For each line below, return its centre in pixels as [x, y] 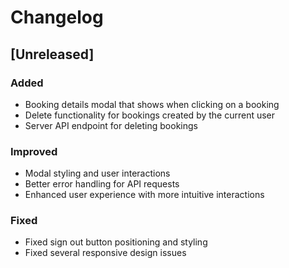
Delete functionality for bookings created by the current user [150, 115]
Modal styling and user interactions [97, 173]
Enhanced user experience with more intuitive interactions [144, 195]
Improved [34, 151]
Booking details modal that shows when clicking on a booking [152, 104]
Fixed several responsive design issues [105, 253]
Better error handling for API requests [102, 184]
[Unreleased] [52, 54]
